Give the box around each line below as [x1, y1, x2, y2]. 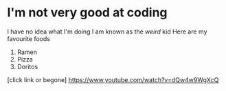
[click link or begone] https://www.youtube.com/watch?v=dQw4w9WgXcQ [7, 75, 219, 83]
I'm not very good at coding [7, 5, 168, 21]
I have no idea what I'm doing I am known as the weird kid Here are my [7, 27, 207, 36]
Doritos [16, 62, 38, 70]
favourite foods [7, 34, 50, 42]
